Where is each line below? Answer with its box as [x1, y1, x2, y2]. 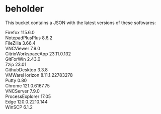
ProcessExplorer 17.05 [5, 93, 51, 99]
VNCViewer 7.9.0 [5, 45, 40, 51]
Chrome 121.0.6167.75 [5, 82, 50, 88]
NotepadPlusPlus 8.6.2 [5, 35, 53, 41]
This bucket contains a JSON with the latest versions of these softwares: [5, 20, 156, 26]
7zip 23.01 [5, 61, 27, 67]
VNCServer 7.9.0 [5, 88, 40, 94]
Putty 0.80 [5, 77, 27, 83]
